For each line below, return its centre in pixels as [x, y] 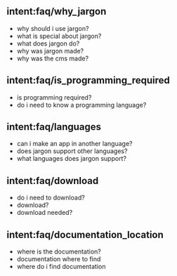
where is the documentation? [59, 251]
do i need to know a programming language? [81, 105]
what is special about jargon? [59, 36]
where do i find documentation [61, 267]
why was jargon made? [50, 51]
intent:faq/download [53, 181]
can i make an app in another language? [74, 144]
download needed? [45, 213]
